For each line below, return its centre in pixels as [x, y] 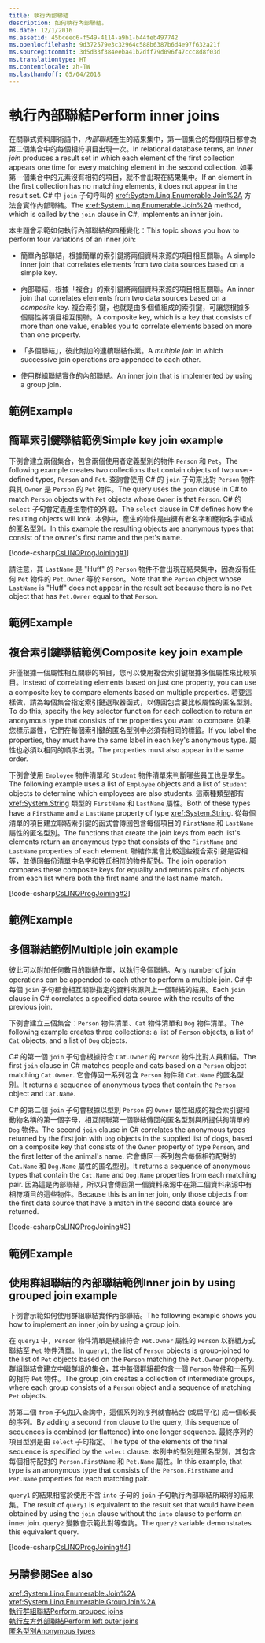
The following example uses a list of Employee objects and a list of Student [128, 784]
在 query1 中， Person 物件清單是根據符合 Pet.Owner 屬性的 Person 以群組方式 [132, 1341]
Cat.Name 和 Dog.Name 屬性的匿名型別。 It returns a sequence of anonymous [130, 1166]
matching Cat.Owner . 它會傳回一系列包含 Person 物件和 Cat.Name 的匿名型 [127, 1075]
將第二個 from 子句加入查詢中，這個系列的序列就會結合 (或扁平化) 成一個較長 [132, 1412]
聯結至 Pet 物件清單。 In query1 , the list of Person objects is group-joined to [129, 1350]
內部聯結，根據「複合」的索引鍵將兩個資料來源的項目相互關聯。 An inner [137, 289]
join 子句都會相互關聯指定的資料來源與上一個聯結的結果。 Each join [134, 990]
